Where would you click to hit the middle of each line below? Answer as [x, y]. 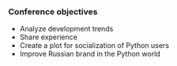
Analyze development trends [66, 29]
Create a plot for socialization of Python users [94, 46]
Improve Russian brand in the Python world [90, 54]
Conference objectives [53, 12]
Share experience [48, 37]
